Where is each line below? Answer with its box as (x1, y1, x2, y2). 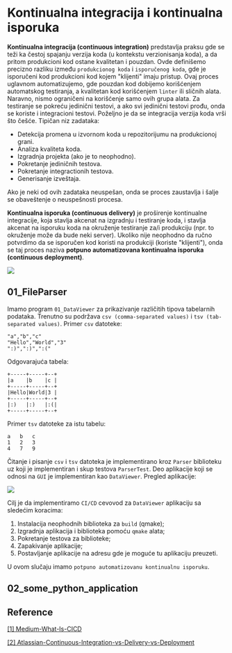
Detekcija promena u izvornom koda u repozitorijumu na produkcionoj (17, 130, 217, 138)
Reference (7, 606, 53, 618)
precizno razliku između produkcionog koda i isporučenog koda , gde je (7, 65, 206, 73)
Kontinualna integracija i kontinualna (7, 5, 224, 21)
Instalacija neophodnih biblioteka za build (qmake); (17, 519, 165, 528)
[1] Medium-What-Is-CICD (7, 624, 82, 633)
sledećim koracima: (7, 506, 63, 514)
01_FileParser (7, 287, 67, 298)
